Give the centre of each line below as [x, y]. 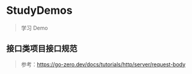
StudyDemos [40, 11]
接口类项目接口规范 [42, 49]
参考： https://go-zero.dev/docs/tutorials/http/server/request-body [103, 64]
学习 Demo [34, 28]
